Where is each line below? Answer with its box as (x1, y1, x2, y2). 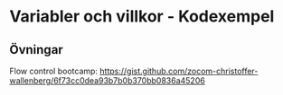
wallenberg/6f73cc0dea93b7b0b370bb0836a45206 (9, 75, 205, 86)
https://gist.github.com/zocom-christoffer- (99, 65, 259, 76)
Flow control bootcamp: (9, 65, 98, 76)
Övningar (9, 42, 63, 57)
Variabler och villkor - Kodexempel (9, 6, 275, 27)
